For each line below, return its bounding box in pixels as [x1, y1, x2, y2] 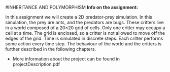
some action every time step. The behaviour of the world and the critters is [5, 41, 162, 47]
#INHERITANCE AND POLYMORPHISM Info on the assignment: [5, 5, 139, 10]
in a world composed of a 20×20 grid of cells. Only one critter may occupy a [5, 25, 165, 31]
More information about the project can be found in [12, 56, 120, 62]
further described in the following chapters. [5, 46, 96, 52]
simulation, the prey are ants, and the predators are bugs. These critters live [5, 20, 164, 25]
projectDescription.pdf [12, 61, 60, 67]
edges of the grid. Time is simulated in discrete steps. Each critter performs [5, 35, 163, 41]
